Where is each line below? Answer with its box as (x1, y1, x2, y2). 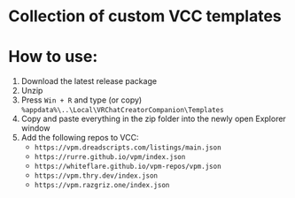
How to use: (8, 47, 98, 67)
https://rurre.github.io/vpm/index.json (34, 153, 186, 162)
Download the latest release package (20, 76, 157, 87)
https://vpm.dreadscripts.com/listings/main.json (34, 143, 222, 152)
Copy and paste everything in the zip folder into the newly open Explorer (20, 113, 287, 125)
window (20, 123, 50, 133)
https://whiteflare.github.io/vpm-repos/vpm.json (34, 162, 222, 171)
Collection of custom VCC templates (8, 6, 283, 27)
